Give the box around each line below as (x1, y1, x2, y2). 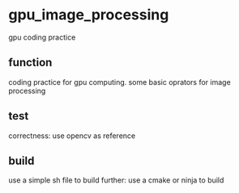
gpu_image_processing (8, 6, 169, 24)
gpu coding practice (8, 32, 76, 42)
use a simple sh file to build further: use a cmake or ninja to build (8, 175, 224, 185)
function (8, 56, 53, 69)
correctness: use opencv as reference (8, 131, 136, 141)
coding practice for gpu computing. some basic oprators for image (8, 77, 231, 86)
